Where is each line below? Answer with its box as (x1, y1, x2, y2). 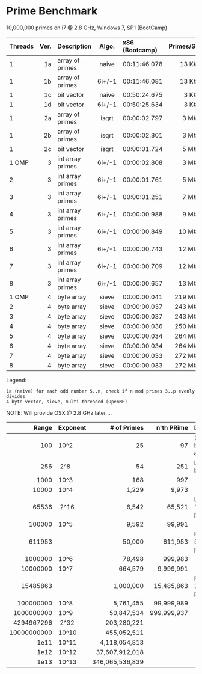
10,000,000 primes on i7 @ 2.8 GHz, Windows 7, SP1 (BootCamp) (6, 24, 168, 31)
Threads (9, 42, 34, 51)
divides (6, 393, 26, 399)
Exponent (58, 423, 87, 432)
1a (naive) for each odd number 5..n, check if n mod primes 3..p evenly (6, 388, 195, 394)
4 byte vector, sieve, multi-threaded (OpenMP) (6, 399, 128, 405)
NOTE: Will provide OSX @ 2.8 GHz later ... (6, 409, 112, 416)
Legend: (6, 376, 27, 384)
